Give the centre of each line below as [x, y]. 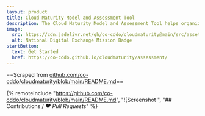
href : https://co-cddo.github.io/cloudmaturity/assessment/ [90, 57]
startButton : [23, 46]
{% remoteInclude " [31, 93]
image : [15, 29]
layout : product [27, 12]
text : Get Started [35, 52]
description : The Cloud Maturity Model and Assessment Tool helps [92, 23]
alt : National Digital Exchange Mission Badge [72, 40]
